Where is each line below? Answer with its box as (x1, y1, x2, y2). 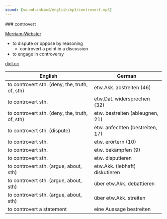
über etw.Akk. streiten (94, 194, 146, 201)
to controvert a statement (7, 206, 67, 213)
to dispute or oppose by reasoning (12, 40, 83, 46)
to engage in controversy (12, 51, 64, 57)
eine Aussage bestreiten (94, 206, 151, 213)
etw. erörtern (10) (94, 138, 137, 145)
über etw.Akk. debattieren (94, 180, 155, 187)
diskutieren (94, 169, 120, 176)
